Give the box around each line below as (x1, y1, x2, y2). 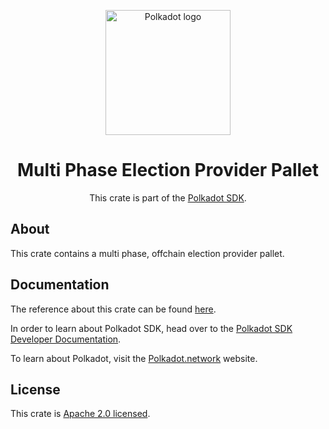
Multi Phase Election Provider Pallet (16, 159, 320, 182)
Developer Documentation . (10, 333, 122, 345)
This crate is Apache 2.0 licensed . (10, 408, 151, 420)
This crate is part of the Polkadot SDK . (89, 191, 247, 204)
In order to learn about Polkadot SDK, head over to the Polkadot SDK (10, 322, 293, 334)
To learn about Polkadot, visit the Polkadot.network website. (10, 352, 258, 364)
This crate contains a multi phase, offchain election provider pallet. (10, 247, 285, 259)
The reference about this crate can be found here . (10, 303, 217, 315)
